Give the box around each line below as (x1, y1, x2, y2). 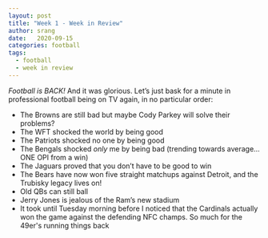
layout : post (8, 11, 52, 20)
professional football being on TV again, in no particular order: (8, 94, 214, 104)
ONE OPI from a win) (19, 152, 89, 162)
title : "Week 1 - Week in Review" (8, 19, 124, 27)
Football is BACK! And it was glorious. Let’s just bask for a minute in (8, 86, 231, 95)
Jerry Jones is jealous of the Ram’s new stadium (19, 195, 180, 204)
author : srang (8, 26, 56, 34)
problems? (19, 118, 55, 128)
